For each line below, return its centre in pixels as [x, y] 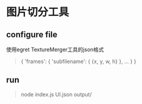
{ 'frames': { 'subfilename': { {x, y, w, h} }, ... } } [78, 61]
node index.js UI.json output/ [56, 94]
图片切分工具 [38, 12]
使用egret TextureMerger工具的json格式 [55, 49]
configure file [32, 34]
